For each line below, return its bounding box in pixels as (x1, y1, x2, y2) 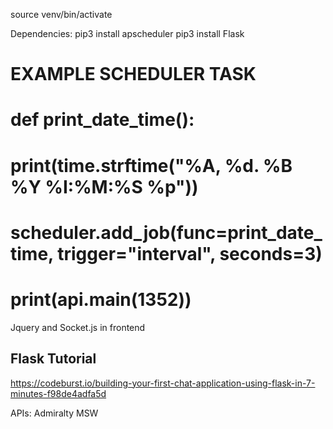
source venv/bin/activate (10, 9, 113, 20)
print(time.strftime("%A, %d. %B (10, 154, 293, 177)
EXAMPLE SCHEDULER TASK (10, 63, 257, 86)
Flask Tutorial (10, 350, 97, 368)
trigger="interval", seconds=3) (57, 242, 323, 265)
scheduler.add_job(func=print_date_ (10, 221, 323, 244)
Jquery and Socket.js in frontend (10, 321, 146, 333)
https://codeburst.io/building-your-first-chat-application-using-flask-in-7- (10, 377, 316, 389)
